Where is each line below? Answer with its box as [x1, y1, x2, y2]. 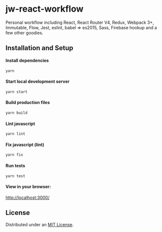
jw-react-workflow [5, 3, 84, 15]
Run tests [5, 162, 25, 168]
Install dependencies [5, 57, 49, 63]
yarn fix [5, 152, 23, 158]
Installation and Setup [5, 44, 73, 52]
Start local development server [5, 79, 70, 85]
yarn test [5, 174, 26, 178]
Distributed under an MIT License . [5, 221, 74, 227]
